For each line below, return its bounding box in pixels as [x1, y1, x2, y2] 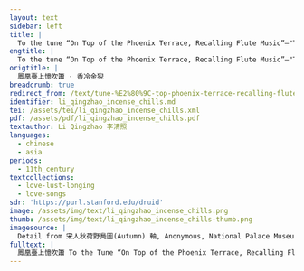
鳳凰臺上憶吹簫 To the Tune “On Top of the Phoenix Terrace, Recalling [17, 248, 284, 257]
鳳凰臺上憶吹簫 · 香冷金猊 [17, 72, 104, 81]
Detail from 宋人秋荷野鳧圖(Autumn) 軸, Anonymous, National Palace [17, 231, 271, 240]
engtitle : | [9, 47, 54, 56]
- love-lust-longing [17, 182, 95, 191]
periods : [9, 155, 43, 165]
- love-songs [17, 190, 67, 199]
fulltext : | [9, 240, 54, 249]
